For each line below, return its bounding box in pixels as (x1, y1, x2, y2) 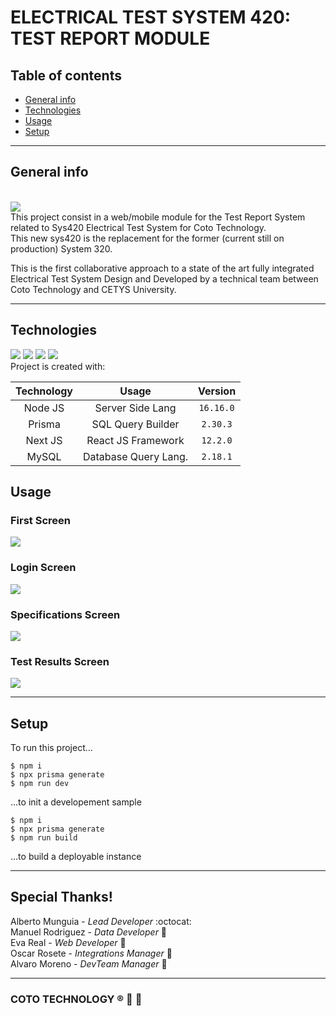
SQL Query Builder (91, 417, 180, 431)
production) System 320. (10, 242, 113, 255)
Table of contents (10, 67, 122, 84)
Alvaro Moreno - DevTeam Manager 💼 (10, 957, 168, 970)
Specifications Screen (10, 607, 121, 621)
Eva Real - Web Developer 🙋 (10, 936, 127, 948)
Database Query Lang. (83, 449, 189, 463)
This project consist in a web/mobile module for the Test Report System (10, 211, 306, 223)
